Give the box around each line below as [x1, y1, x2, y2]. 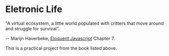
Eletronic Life [5, 4, 63, 15]
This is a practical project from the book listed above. [5, 45, 117, 51]
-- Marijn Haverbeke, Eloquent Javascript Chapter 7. [5, 35, 115, 41]
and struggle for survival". [5, 25, 60, 31]
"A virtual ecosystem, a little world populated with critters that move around [5, 20, 164, 26]
